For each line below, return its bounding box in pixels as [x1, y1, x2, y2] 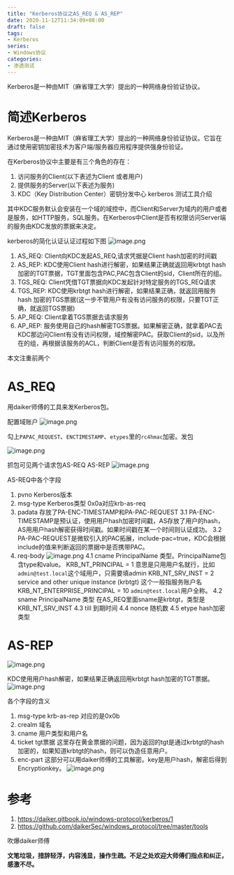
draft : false [7, 23, 45, 30]
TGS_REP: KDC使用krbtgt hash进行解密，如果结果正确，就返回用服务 [17, 286, 217, 295]
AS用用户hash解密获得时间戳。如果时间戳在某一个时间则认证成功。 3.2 [17, 525, 222, 534]
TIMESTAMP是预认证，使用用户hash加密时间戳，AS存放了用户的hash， [17, 516, 224, 524]
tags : [7, 29, 23, 37]
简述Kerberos [7, 109, 87, 125]
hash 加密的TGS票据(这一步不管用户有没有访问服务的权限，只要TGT [17, 295, 213, 304]
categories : [7, 56, 42, 63]
